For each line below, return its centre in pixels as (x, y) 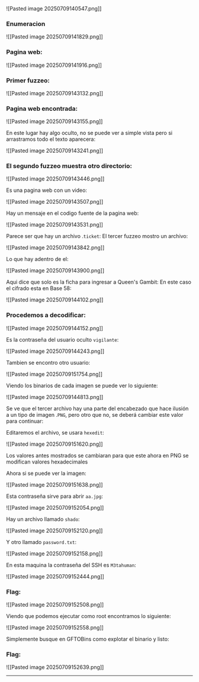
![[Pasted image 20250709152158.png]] (54, 554)
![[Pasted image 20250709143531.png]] (55, 225)
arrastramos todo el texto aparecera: (51, 139)
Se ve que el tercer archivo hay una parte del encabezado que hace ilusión (97, 408)
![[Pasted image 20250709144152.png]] (55, 328)
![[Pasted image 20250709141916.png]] (54, 65)
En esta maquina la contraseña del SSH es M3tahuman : (71, 565)
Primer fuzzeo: (28, 81)
